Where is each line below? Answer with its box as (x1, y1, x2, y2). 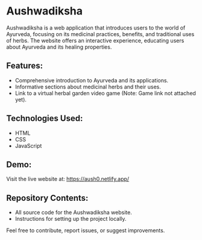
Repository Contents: (6, 192, 89, 203)
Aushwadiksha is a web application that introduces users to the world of (6, 24, 186, 31)
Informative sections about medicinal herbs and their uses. (14, 83, 161, 90)
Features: (6, 61, 43, 71)
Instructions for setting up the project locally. (14, 215, 127, 223)
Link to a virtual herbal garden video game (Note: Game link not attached (14, 89, 196, 97)
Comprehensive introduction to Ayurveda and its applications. (14, 76, 169, 84)
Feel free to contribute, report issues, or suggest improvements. (6, 227, 165, 234)
